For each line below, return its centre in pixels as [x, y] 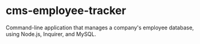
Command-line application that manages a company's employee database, [100, 28]
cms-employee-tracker [66, 11]
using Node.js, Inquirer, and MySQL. [51, 34]
